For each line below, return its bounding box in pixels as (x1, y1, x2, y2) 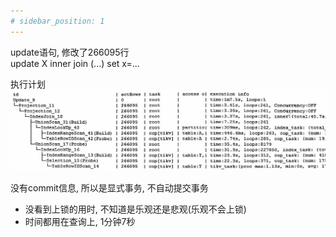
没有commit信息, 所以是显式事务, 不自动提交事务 (10, 182, 209, 194)
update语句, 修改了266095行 (10, 46, 130, 58)
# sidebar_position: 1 (10, 16, 105, 26)
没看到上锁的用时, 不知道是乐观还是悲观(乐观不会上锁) (24, 203, 247, 215)
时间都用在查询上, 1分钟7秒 (24, 216, 136, 228)
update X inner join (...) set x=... (10, 57, 140, 69)
